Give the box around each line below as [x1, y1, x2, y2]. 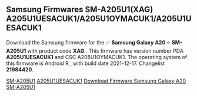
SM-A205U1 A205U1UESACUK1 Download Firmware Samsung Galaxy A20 [6, 77, 186, 84]
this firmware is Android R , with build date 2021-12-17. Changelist [6, 60, 165, 67]
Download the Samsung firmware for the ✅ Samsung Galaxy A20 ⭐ [6, 39, 171, 46]
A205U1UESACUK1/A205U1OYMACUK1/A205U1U [6, 14, 192, 24]
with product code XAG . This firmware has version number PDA [27, 47, 184, 54]
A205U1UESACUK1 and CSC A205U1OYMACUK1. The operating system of [6, 53, 188, 60]
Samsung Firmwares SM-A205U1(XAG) [6, 5, 153, 15]
